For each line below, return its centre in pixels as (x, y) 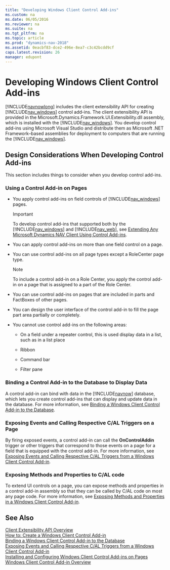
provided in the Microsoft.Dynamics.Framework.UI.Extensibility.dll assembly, (85, 117)
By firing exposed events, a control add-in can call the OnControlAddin (80, 440)
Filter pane (31, 369)
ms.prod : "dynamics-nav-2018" (37, 43)
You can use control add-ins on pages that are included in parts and (83, 294)
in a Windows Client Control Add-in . (42, 502)
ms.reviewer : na (22, 24)
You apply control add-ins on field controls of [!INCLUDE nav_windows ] (86, 199)
